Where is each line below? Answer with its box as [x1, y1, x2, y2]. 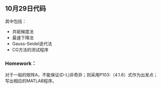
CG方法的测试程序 [12, 46, 49, 52]
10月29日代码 [5, 4, 46, 13]
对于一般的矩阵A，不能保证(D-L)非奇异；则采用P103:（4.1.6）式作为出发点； [5, 72, 158, 78]
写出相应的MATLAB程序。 [5, 78, 57, 84]
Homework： [5, 60, 37, 67]
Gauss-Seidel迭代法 [12, 41, 53, 46]
